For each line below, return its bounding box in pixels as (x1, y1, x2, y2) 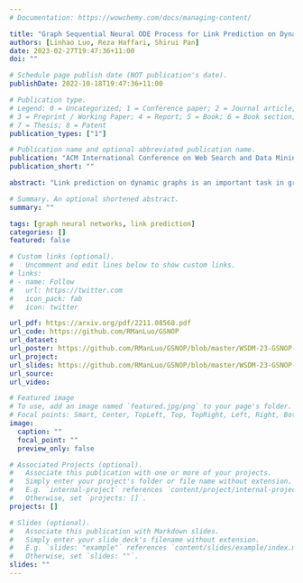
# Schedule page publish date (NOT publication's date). (9, 71, 228, 80)
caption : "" (17, 427, 63, 436)
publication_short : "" (9, 162, 95, 171)
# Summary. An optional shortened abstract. (9, 195, 179, 204)
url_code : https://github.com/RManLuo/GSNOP (9, 327, 179, 336)
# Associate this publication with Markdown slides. (9, 526, 220, 536)
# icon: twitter (9, 303, 78, 312)
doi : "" (9, 55, 39, 64)
